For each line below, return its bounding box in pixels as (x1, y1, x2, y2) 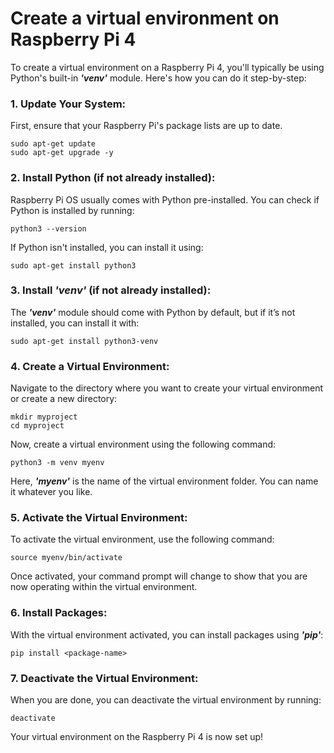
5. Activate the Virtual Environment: (10, 511, 188, 525)
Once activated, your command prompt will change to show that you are (10, 570, 308, 582)
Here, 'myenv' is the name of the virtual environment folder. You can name (10, 475, 319, 487)
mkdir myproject (10, 412, 78, 422)
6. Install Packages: (10, 606, 108, 620)
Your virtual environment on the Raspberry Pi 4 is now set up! (10, 731, 264, 743)
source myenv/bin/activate (10, 553, 123, 563)
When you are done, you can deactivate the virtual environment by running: (10, 694, 322, 706)
